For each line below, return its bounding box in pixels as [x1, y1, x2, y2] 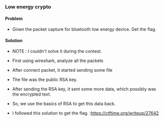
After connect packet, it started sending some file [12, 67, 113, 73]
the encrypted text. [12, 91, 52, 97]
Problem [5, 16, 23, 21]
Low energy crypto [5, 3, 52, 10]
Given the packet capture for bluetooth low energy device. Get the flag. [12, 26, 157, 32]
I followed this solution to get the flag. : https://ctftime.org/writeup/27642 [12, 110, 159, 116]
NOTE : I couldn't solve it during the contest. [12, 48, 102, 54]
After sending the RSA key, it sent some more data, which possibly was [12, 86, 156, 92]
